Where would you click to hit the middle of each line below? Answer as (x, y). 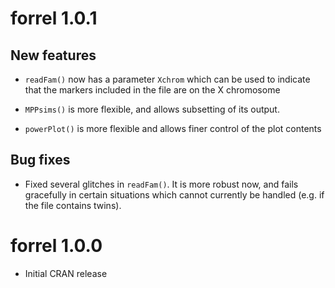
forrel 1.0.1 (54, 18)
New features (53, 55)
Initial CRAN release (66, 273)
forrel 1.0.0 (56, 246)
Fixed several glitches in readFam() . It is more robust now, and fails (161, 184)
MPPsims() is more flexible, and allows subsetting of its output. (152, 109)
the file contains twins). (73, 205)
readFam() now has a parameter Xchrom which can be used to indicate (167, 79)
